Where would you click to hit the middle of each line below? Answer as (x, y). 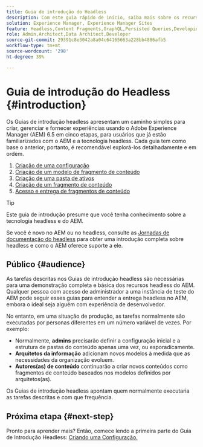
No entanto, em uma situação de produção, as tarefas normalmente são (96, 316)
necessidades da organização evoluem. (64, 360)
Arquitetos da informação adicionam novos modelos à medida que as (102, 353)
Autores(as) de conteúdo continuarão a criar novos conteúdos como (101, 367)
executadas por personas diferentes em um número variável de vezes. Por (99, 323)
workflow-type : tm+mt (34, 46)
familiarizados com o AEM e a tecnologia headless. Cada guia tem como (96, 141)
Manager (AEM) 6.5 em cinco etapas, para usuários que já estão (86, 134)
